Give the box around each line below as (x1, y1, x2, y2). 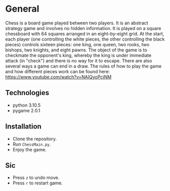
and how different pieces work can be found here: (5, 68, 110, 74)
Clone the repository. (12, 136, 57, 142)
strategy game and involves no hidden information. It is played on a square (5, 25, 161, 31)
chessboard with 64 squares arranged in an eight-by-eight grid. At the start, (5, 30, 164, 37)
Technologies (5, 88, 50, 97)
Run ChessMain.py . (12, 141, 51, 147)
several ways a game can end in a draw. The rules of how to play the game (5, 63, 162, 69)
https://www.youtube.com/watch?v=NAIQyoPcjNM (5, 74, 112, 80)
